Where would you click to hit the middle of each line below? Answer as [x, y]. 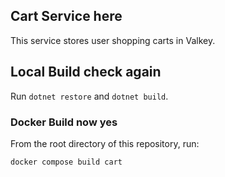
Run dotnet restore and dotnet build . [89, 96]
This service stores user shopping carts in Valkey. [113, 40]
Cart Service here [66, 16]
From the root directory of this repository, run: [105, 143]
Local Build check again [86, 72]
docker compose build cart [66, 162]
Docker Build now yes [64, 122]
